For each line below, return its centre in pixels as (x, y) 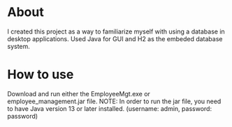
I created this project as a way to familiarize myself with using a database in (116, 31)
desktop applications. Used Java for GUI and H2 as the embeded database (115, 38)
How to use (41, 75)
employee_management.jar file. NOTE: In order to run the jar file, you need (114, 101)
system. (19, 46)
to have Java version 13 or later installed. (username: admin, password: (109, 108)
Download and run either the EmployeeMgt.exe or (79, 94)
